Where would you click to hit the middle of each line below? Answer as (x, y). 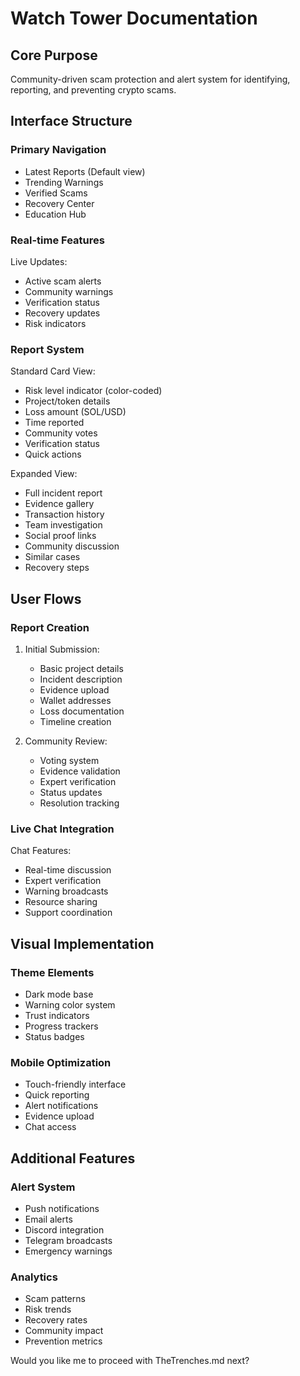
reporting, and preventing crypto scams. (93, 90)
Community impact (64, 1331)
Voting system (69, 760)
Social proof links (60, 536)
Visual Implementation (82, 943)
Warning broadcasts (66, 891)
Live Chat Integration (62, 829)
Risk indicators (55, 323)
